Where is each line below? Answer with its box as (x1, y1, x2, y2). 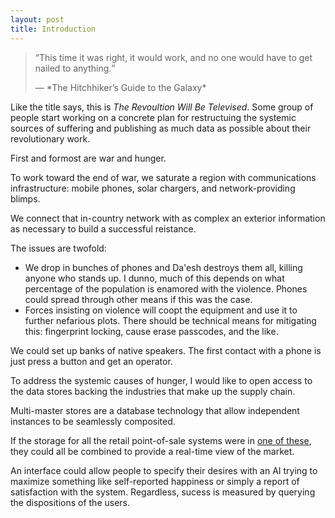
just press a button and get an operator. (10, 355, 173, 367)
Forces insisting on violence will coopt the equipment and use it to (24, 304, 298, 316)
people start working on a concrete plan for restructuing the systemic (10, 111, 297, 123)
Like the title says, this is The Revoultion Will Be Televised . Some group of (10, 101, 314, 113)
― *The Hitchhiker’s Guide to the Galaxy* (34, 81, 207, 93)
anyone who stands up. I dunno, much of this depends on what (24, 272, 285, 284)
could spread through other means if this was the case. (24, 293, 253, 305)
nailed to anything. (34, 62, 112, 74)
